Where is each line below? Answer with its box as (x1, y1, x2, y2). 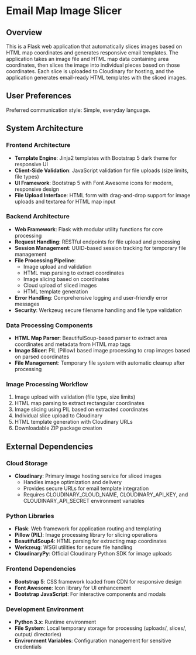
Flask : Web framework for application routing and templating (14, 525, 162, 532)
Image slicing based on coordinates (23, 275, 109, 282)
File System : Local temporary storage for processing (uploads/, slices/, (14, 625, 187, 632)
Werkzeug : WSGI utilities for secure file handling (14, 544, 133, 551)
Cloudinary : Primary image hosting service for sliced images (14, 472, 162, 479)
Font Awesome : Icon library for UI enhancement (14, 584, 132, 591)
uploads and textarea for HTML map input (14, 198, 116, 205)
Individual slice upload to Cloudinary (14, 412, 103, 419)
